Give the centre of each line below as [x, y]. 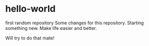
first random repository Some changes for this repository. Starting [74, 23]
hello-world [31, 9]
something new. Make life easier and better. [51, 28]
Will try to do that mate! [30, 38]
